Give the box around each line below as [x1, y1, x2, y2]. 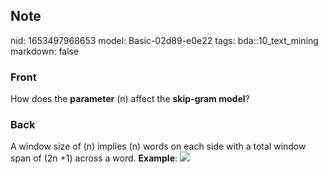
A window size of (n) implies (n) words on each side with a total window [10, 140, 307, 153]
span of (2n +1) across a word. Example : [10, 152, 178, 164]
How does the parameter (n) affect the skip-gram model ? [10, 93, 250, 105]
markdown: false [10, 45, 80, 57]
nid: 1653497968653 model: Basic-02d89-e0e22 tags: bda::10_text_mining [10, 34, 319, 46]
